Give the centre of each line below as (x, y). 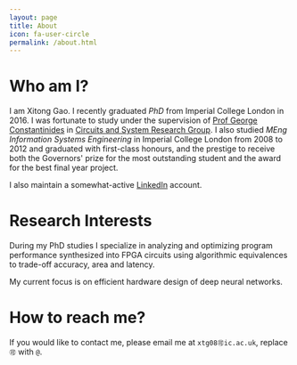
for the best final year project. (64, 168)
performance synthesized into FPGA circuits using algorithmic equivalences (148, 255)
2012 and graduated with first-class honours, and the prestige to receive (142, 149)
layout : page (33, 17)
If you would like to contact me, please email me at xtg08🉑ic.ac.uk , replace (148, 343)
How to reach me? (78, 318)
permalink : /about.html (54, 42)
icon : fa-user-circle (49, 34)
